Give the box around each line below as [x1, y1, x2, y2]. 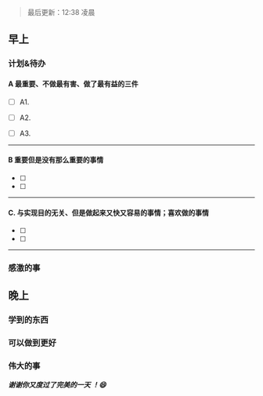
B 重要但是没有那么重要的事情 [8, 155, 104, 165]
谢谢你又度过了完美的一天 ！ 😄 [8, 380, 106, 389]
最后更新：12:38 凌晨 [27, 8, 95, 16]
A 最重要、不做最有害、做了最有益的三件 [8, 78, 139, 89]
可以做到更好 [8, 337, 57, 348]
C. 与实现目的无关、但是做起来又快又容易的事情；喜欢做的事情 [8, 208, 209, 217]
